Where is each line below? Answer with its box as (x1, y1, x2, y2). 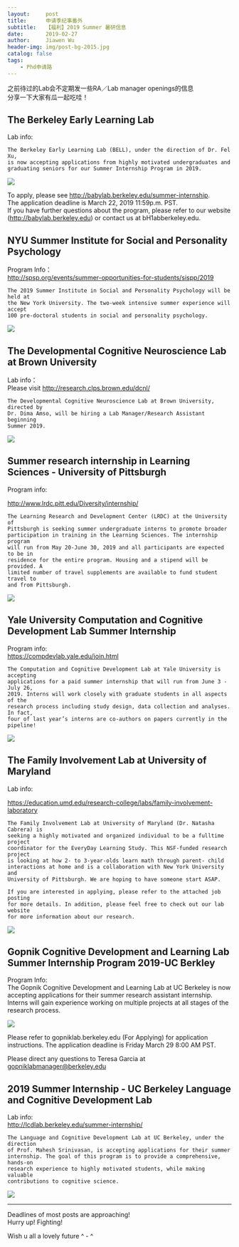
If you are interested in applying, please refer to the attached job (7, 888, 221, 895)
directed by (7, 404, 43, 411)
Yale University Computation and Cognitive (7, 614, 203, 626)
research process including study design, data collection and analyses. (7, 703, 231, 710)
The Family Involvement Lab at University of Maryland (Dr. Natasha (7, 819, 215, 827)
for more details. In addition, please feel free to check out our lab (7, 901, 224, 908)
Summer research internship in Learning (7, 455, 191, 467)
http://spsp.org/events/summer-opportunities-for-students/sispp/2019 (7, 274, 214, 282)
